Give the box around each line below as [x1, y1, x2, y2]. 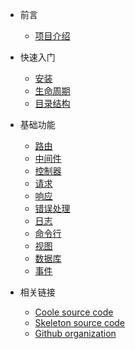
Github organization [34, 328, 117, 339]
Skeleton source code [34, 317, 126, 328]
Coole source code [34, 306, 114, 318]
